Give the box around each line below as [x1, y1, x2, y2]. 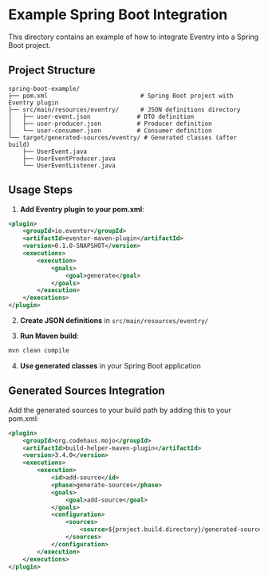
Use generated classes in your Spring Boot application [19, 360, 201, 370]
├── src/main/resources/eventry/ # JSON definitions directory [8, 105, 241, 113]
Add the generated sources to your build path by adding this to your [8, 405, 231, 415]
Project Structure [8, 64, 96, 77]
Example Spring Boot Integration [8, 6, 228, 24]
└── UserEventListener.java [22, 161, 116, 169]
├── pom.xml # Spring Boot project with [8, 92, 234, 100]
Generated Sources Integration [8, 384, 165, 398]
